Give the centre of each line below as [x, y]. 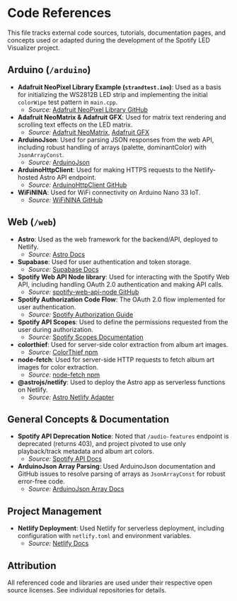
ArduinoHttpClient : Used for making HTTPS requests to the [105, 170]
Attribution [32, 565]
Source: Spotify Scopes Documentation [86, 337]
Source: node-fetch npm [64, 374]
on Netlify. [33, 389]
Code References [59, 13]
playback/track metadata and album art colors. [86, 452]
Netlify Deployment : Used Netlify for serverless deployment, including [121, 528]
